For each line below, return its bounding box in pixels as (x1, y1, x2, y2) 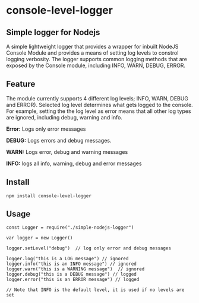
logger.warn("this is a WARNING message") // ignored (6, 266, 145, 272)
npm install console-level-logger (6, 192, 92, 199)
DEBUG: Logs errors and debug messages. (6, 137, 112, 144)
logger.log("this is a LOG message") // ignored (6, 256, 129, 262)
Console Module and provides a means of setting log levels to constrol (6, 49, 179, 56)
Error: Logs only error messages (6, 125, 86, 132)
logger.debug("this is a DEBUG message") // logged (6, 272, 137, 277)
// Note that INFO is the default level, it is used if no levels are (6, 287, 185, 293)
